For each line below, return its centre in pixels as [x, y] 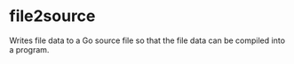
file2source [52, 16]
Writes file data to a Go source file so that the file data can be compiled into [147, 40]
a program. [29, 49]
